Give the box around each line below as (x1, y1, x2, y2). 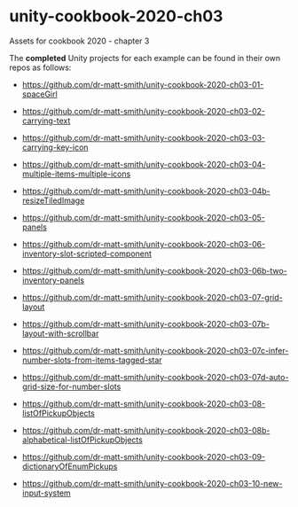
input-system (21, 487, 71, 498)
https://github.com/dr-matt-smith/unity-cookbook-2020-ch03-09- (21, 451, 266, 462)
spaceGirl (21, 89, 58, 99)
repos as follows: (9, 62, 72, 73)
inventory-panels (21, 275, 85, 285)
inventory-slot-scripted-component (21, 248, 153, 259)
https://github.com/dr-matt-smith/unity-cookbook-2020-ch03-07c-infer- (21, 345, 289, 355)
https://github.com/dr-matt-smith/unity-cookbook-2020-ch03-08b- (21, 425, 271, 435)
